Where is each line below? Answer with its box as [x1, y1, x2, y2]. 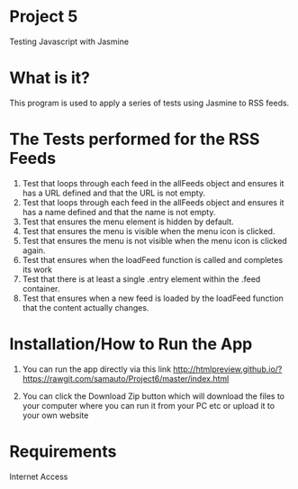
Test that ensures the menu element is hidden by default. [22, 216, 234, 227]
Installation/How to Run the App [9, 334, 253, 354]
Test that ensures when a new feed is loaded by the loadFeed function [22, 293, 284, 303]
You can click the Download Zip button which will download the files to [22, 390, 285, 402]
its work [22, 264, 52, 275]
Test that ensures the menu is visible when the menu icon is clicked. [22, 225, 275, 236]
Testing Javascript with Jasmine [9, 36, 129, 47]
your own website [22, 410, 89, 421]
